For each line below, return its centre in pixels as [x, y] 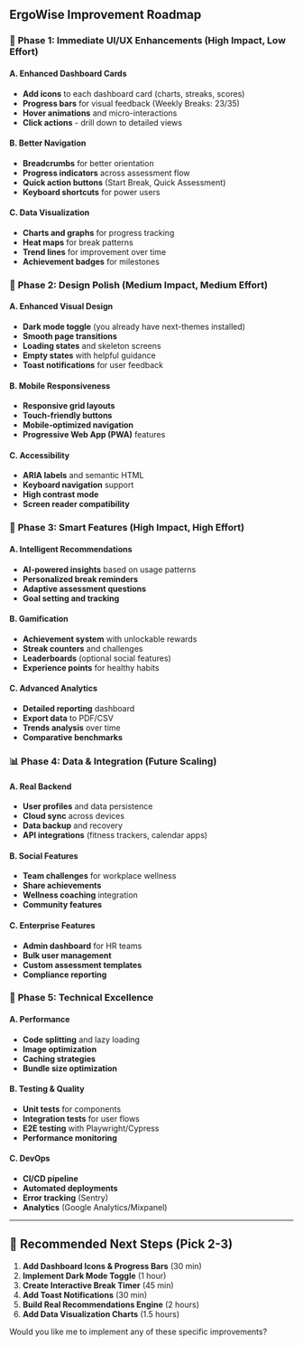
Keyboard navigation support [78, 485]
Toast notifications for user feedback [93, 365]
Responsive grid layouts [69, 406]
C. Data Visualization [50, 212]
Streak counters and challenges [83, 648]
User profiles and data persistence [87, 806]
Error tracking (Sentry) [65, 1198]
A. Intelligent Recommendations [71, 549]
